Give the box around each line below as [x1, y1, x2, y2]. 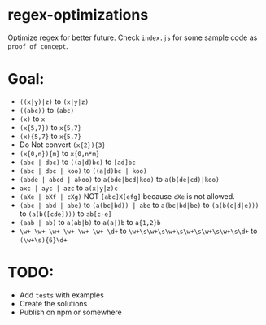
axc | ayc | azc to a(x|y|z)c [19, 183, 119, 193]
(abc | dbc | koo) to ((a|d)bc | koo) [19, 165, 147, 175]
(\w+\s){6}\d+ [19, 236, 68, 245]
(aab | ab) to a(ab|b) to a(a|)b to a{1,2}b [19, 217, 161, 227]
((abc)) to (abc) [19, 105, 75, 115]
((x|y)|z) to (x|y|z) [19, 96, 89, 106]
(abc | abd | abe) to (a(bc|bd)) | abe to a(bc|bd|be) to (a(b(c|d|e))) [19, 200, 259, 210]
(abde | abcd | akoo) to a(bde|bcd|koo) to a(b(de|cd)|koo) [19, 174, 220, 184]
